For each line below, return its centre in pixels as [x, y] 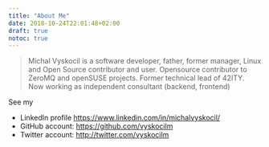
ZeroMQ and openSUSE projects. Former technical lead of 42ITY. [136, 78]
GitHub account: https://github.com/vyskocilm [96, 126]
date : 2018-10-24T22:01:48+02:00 [64, 23]
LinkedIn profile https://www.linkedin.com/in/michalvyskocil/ [120, 118]
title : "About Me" [39, 16]
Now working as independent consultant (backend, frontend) [129, 87]
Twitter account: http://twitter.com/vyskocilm [94, 135]
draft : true [28, 31]
